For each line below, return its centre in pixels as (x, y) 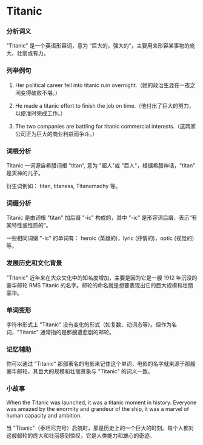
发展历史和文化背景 (34, 263)
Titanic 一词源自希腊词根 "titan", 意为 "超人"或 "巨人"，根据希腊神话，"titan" (101, 166)
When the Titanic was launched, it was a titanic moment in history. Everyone (101, 402)
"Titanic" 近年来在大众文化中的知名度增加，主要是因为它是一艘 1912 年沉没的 (102, 278)
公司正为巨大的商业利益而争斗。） (56, 134)
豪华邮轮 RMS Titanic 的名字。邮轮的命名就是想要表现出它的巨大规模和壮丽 (100, 285)
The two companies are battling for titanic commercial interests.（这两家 (105, 126)
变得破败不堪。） (40, 93)
